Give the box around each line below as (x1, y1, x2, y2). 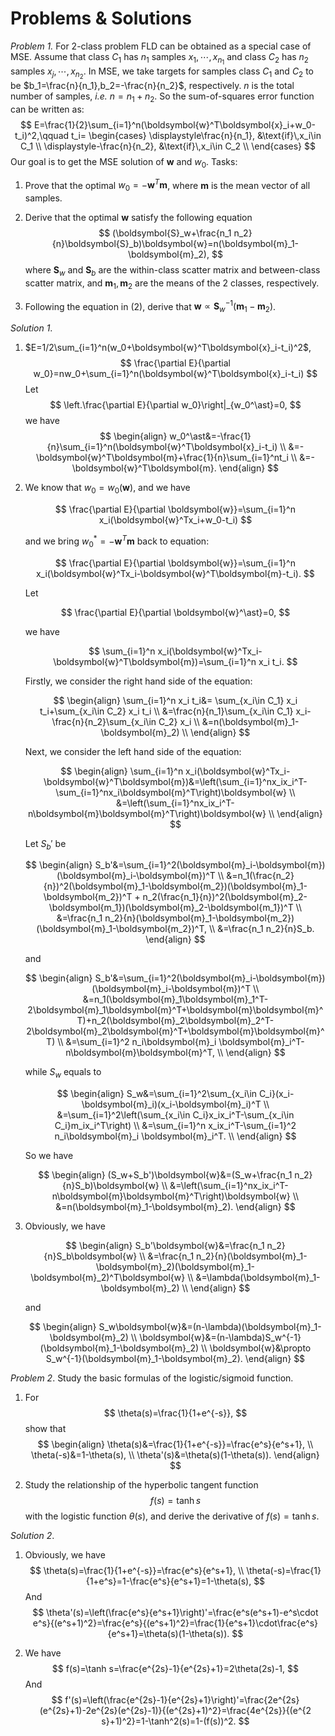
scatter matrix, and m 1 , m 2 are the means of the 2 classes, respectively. (24, 277, 320, 291)
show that (24, 1423, 67, 1435)
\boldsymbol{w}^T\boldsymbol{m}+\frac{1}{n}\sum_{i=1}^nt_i (35, 452, 289, 464)
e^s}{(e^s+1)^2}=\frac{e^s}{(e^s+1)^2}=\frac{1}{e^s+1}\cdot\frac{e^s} (32, 1617, 319, 1629)
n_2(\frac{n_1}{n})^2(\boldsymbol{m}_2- (142, 891, 308, 903)
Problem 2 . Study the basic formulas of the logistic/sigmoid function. (10, 1372, 294, 1384)
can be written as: (10, 103, 85, 115)
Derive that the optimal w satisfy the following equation (24, 212, 253, 224)
